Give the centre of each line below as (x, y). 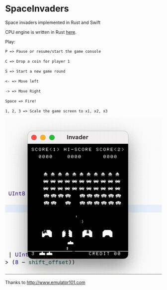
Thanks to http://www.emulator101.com (45, 282)
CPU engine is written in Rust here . (41, 32)
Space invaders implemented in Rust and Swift (53, 22)
